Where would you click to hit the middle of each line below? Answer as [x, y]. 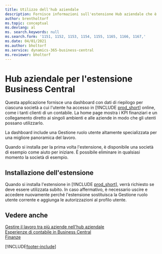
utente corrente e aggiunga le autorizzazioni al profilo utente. [66, 200]
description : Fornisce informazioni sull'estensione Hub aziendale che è [81, 14]
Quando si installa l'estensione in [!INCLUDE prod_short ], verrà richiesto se [80, 185]
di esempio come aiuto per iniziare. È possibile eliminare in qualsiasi [73, 152]
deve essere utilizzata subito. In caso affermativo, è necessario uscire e [76, 189]
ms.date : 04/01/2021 [26, 41]
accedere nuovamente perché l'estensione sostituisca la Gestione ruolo [76, 195]
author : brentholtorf [27, 18]
